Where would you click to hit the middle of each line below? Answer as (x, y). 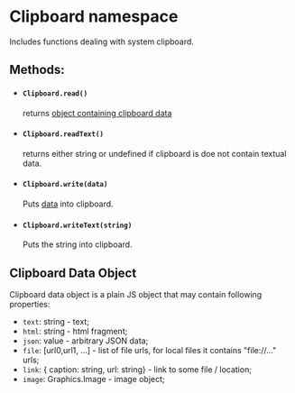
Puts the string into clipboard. (77, 244)
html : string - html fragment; (75, 331)
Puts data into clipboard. (68, 204)
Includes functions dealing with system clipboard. (101, 41)
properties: (30, 304)
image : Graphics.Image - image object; (93, 379)
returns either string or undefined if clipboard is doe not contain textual (154, 153)
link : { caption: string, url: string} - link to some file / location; (137, 369)
